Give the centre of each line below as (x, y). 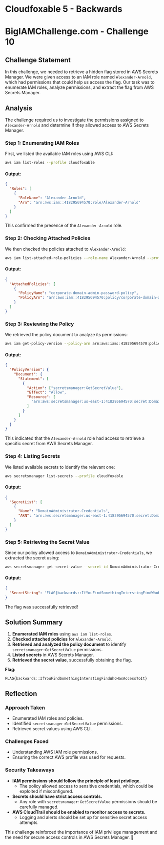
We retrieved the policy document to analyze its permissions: (66, 335)
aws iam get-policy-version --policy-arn (48, 344)
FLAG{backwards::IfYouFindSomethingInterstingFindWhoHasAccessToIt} (76, 679)
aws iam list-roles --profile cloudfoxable (50, 163)
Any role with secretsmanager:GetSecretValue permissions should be (88, 801)
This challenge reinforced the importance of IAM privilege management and (81, 832)
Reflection (21, 694)
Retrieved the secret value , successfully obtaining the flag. (72, 660)
